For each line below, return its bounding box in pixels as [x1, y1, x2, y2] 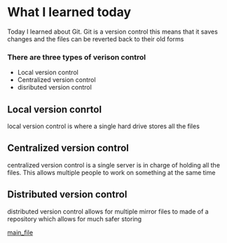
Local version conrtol [7, 103, 102, 116]
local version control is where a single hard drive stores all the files [7, 122, 200, 130]
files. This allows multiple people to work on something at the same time [7, 168, 216, 176]
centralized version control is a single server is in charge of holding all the [7, 160, 221, 169]
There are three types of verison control [7, 52, 146, 62]
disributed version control [17, 83, 92, 92]
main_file [7, 228, 34, 237]
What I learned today [7, 4, 132, 20]
